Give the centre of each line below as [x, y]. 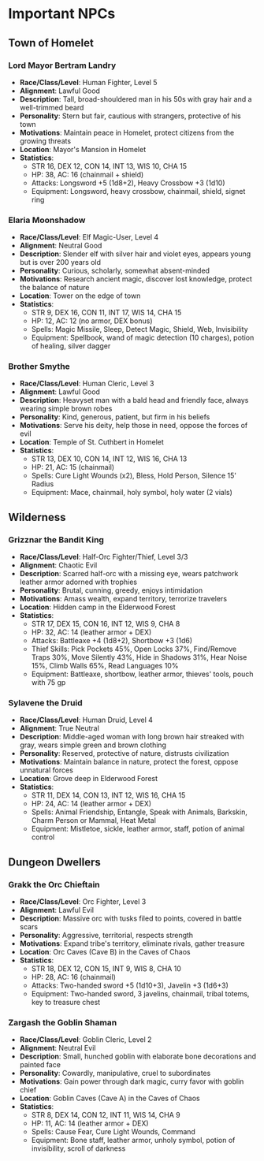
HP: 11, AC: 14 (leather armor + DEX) [90, 1123]
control [43, 837]
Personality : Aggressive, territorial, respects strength [106, 936]
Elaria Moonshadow [47, 220]
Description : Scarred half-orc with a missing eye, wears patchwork [129, 574]
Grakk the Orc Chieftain [54, 884]
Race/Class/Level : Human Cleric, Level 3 [87, 384]
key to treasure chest [66, 1003]
